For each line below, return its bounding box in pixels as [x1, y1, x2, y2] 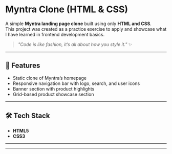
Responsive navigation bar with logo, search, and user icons [12, 80, 140, 86]
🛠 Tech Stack [5, 112, 50, 120]
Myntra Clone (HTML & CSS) [5, 4, 128, 15]
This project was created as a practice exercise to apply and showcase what [5, 26, 167, 32]
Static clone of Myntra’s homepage [12, 75, 87, 81]
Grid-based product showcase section [12, 91, 94, 97]
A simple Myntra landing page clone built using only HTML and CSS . [5, 20, 152, 27]
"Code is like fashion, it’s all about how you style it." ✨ [17, 41, 133, 47]
